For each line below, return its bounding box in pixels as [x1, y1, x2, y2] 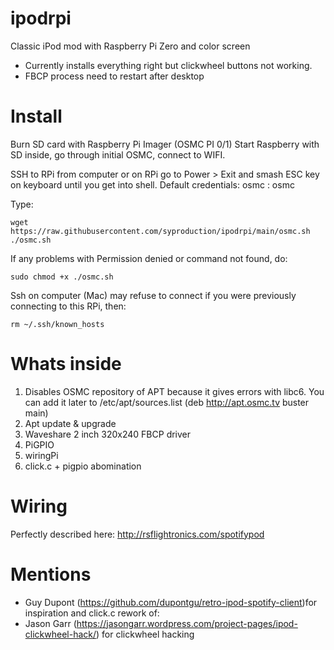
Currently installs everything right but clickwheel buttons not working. [24, 59, 313, 71]
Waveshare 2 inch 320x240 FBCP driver [24, 428, 192, 440]
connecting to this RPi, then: [10, 300, 127, 312]
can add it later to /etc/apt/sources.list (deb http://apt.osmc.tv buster [24, 396, 310, 408]
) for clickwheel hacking [96, 628, 195, 640]
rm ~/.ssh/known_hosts [10, 319, 105, 329]
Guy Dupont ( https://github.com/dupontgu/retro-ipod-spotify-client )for [24, 596, 318, 608]
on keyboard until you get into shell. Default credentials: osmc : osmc [10, 178, 295, 191]
